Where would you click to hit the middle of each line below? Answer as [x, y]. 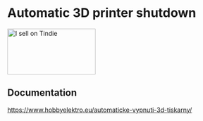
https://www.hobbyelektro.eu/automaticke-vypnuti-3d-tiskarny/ [100, 110]
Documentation [42, 93]
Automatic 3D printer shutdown [102, 13]
